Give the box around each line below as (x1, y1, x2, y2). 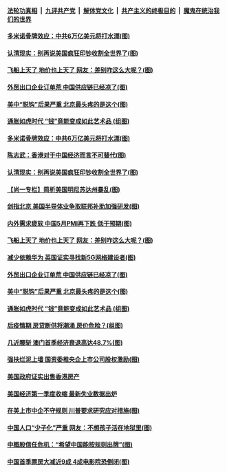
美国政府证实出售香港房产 (7, 372, 80, 381)
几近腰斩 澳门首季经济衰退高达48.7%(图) (7, 338, 123, 347)
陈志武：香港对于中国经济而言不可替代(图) (7, 151, 127, 160)
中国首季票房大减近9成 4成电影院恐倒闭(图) (7, 458, 130, 466)
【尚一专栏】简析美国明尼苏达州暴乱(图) (7, 185, 120, 193)
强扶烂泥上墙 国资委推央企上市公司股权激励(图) (7, 355, 140, 364)
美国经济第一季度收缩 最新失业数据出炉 (7, 389, 118, 398)
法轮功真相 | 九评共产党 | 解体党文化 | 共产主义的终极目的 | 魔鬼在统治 (7, 6, 214, 14)
